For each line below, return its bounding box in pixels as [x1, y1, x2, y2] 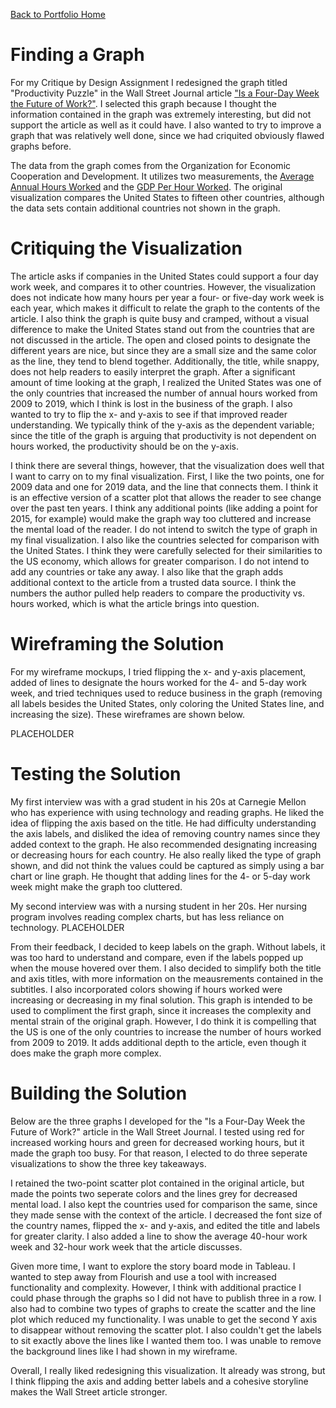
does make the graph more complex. [10, 1047, 162, 1059]
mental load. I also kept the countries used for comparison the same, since [10, 1198, 318, 1210]
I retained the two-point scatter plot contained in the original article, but [10, 1177, 305, 1189]
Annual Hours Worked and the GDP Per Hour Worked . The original [10, 180, 283, 193]
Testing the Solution [10, 763, 182, 785]
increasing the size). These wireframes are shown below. [10, 708, 246, 720]
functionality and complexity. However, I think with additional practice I [10, 1281, 302, 1293]
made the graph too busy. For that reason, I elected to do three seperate [10, 1147, 308, 1159]
